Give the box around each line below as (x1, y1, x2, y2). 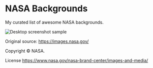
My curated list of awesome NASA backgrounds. (5, 19, 104, 25)
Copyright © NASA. (5, 48, 45, 54)
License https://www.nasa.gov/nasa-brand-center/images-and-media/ (5, 57, 149, 63)
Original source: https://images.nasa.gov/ (5, 38, 89, 44)
